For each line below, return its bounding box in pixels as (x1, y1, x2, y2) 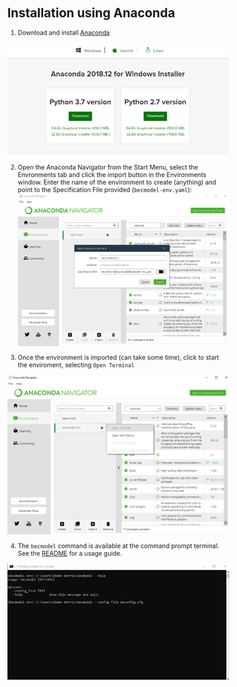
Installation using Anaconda (7, 5, 176, 21)
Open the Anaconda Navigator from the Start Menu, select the (17, 162, 199, 171)
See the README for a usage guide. (17, 549, 122, 558)
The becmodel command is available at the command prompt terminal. (17, 542, 220, 550)
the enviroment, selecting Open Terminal (17, 360, 135, 369)
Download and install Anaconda (17, 28, 110, 37)
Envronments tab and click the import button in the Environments (17, 170, 207, 179)
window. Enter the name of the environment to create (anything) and (17, 178, 217, 186)
